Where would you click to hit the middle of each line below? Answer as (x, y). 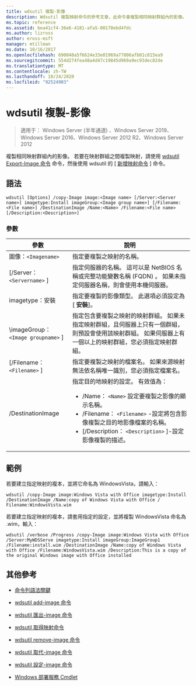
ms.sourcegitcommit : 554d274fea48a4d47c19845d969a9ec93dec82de (85, 60)
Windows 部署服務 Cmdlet (46, 677)
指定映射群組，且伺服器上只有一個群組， (128, 325)
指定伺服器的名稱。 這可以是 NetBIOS (123, 268)
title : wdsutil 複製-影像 (36, 11)
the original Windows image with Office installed (69, 555)
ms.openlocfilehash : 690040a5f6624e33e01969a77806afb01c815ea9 (85, 55)
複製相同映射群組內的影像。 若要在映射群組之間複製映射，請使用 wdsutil (93, 156)
